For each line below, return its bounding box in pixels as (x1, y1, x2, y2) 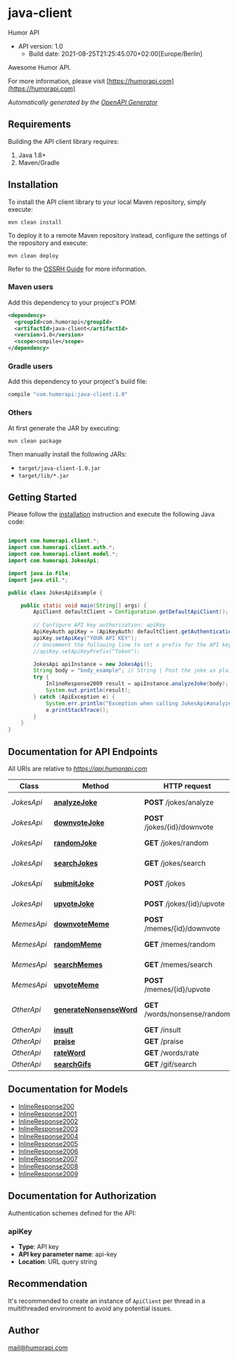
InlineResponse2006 (18, 1147, 79, 1155)
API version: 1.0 (18, 42, 63, 50)
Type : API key (18, 1242, 59, 1250)
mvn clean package (8, 437, 62, 445)
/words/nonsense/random (143, 1009, 231, 1019)
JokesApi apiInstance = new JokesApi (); (33, 660, 153, 668)
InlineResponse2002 (18, 1117, 78, 1125)
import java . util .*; (8, 576, 69, 584)
